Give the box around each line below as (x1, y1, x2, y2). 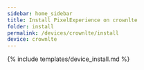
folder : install (7, 23, 54, 30)
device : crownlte (7, 36, 57, 43)
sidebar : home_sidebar (7, 10, 73, 17)
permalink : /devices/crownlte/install (7, 29, 119, 37)
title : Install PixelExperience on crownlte (7, 17, 138, 24)
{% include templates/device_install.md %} (7, 55, 130, 63)
